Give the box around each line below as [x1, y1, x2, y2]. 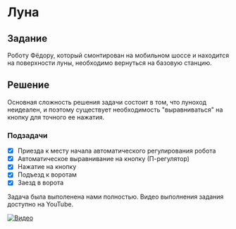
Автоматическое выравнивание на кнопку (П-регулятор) [17, 155, 190, 163]
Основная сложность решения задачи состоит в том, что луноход [7, 98, 206, 106]
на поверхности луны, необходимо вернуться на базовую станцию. [7, 59, 213, 67]
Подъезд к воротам [17, 170, 77, 179]
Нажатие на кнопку [17, 163, 77, 171]
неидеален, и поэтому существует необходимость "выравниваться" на [7, 105, 223, 114]
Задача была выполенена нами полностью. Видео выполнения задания [7, 192, 224, 201]
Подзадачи [7, 130, 48, 140]
